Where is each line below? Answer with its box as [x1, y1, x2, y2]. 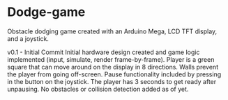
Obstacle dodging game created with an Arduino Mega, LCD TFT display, [7, 27, 218, 35]
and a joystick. [7, 34, 49, 42]
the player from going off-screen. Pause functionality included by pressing [7, 70, 222, 78]
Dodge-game [7, 4, 86, 20]
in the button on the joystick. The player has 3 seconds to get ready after [7, 77, 217, 85]
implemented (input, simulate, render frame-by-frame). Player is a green [7, 55, 215, 63]
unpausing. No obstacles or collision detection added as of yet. [7, 85, 189, 93]
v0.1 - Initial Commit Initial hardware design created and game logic [7, 48, 200, 56]
